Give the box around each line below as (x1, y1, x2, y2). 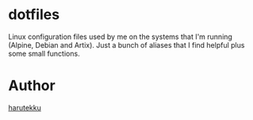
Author (8, 77, 56, 95)
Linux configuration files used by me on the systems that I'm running (8, 32, 232, 41)
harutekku (8, 103, 41, 112)
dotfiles (8, 6, 60, 24)
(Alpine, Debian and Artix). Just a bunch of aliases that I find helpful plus (8, 40, 245, 49)
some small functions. (8, 48, 81, 58)
